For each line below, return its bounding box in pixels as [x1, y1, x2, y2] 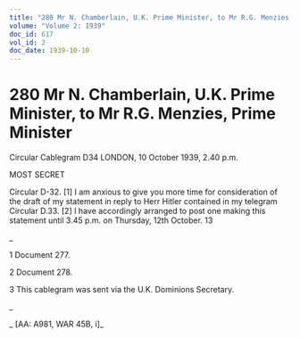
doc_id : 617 [9, 29, 54, 38]
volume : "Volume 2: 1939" [9, 21, 105, 30]
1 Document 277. [9, 250, 71, 260]
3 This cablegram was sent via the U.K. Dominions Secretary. [9, 284, 235, 295]
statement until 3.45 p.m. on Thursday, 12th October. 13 [9, 215, 213, 226]
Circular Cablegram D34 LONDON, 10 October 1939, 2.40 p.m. [9, 153, 238, 163]
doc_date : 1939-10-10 [9, 46, 90, 55]
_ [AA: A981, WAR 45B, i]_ [9, 318, 104, 330]
